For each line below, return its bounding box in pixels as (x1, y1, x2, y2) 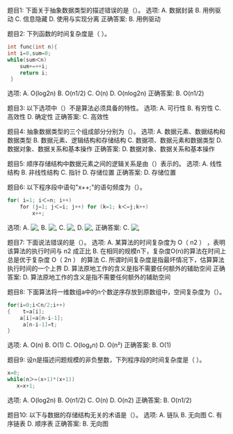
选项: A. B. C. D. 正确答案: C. (7, 223, 130, 232)
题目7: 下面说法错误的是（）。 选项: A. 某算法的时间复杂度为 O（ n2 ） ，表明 (7, 238, 226, 246)
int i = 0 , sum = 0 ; (7, 49, 51, 57)
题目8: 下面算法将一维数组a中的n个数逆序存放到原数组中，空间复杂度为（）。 (7, 287, 226, 296)
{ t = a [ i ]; (7, 308, 45, 315)
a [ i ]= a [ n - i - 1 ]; (19, 314, 64, 321)
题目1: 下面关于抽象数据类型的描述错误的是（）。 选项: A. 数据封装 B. (7, 6, 202, 14)
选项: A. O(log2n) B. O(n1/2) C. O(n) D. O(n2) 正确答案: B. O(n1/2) (7, 396, 193, 404)
